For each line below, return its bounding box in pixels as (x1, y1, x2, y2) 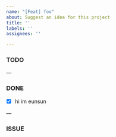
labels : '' (6, 25, 33, 32)
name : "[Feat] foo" (6, 8, 55, 15)
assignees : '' (6, 31, 42, 37)
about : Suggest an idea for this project (6, 14, 111, 20)
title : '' (6, 20, 31, 26)
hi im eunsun (14, 98, 46, 105)
